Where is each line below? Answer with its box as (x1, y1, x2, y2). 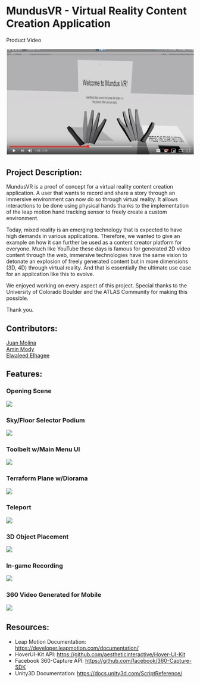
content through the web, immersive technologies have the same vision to (6, 252, 187, 259)
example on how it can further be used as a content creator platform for (6, 239, 183, 246)
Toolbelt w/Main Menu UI (6, 445, 80, 453)
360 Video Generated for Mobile (6, 591, 102, 599)
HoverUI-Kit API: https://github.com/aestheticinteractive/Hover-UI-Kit (14, 650, 186, 658)
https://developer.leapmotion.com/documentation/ (14, 644, 139, 651)
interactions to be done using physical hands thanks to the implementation (6, 202, 189, 209)
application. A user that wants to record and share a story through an (6, 189, 176, 197)
